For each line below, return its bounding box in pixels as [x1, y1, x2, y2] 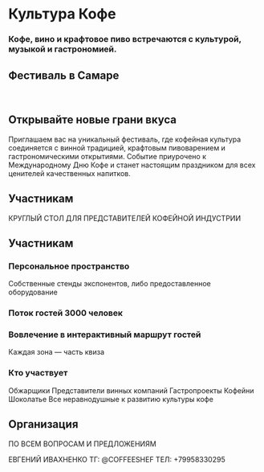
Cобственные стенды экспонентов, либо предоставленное [8, 279, 211, 289]
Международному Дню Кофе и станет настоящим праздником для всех [8, 160, 256, 170]
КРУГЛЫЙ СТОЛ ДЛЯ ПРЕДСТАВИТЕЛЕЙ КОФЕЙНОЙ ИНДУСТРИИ [8, 213, 242, 223]
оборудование [8, 287, 58, 298]
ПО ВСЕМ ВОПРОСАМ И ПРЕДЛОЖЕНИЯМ [8, 439, 156, 449]
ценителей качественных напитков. [8, 168, 131, 178]
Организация [8, 417, 79, 431]
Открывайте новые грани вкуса [8, 113, 177, 127]
